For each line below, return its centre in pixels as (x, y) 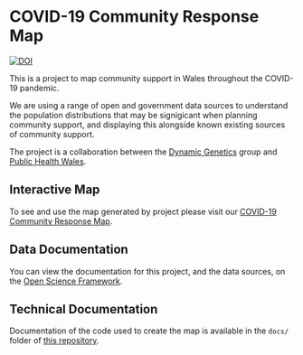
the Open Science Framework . (66, 281)
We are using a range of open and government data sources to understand (149, 105)
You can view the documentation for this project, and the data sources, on (147, 271)
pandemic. (39, 88)
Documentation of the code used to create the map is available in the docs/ (149, 331)
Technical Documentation (84, 309)
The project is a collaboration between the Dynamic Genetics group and (143, 152)
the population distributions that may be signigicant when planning (133, 115)
